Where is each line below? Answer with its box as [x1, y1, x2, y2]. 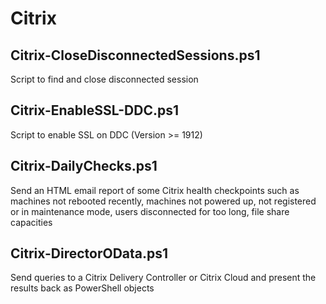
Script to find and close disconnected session [10, 73, 199, 85]
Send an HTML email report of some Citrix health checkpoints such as [10, 184, 300, 196]
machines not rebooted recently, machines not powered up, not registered [10, 195, 317, 207]
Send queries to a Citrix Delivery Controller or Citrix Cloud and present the [10, 272, 317, 284]
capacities [10, 216, 53, 228]
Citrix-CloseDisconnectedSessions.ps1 [10, 47, 261, 64]
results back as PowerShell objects [10, 282, 155, 294]
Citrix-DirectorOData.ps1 [10, 245, 169, 262]
